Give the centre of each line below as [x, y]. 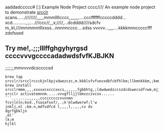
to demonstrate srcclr [27, 12]
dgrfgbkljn [16, 111]
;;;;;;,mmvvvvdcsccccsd [29, 67]
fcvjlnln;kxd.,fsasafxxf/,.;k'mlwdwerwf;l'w [51, 102]
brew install [18, 85]
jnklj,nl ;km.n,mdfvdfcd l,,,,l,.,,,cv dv [49, 107]
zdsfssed [14, 33]
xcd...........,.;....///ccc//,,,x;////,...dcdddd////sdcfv [53, 22]
